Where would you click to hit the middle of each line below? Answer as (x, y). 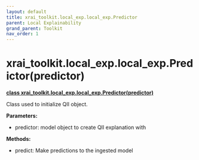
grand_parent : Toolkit (34, 28)
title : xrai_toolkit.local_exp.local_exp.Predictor (72, 17)
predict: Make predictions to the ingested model (74, 150)
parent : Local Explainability (44, 23)
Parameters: (22, 116)
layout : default (26, 12)
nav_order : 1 (22, 34)
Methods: (19, 139)
